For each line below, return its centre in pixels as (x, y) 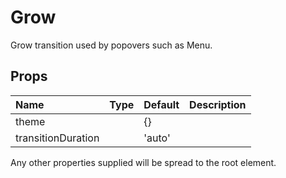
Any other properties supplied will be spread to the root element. (143, 162)
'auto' (157, 138)
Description (218, 104)
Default (161, 104)
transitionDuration (57, 138)
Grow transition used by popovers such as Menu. (111, 45)
